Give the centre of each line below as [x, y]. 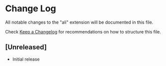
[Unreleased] [26, 47]
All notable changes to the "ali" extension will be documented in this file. [79, 22]
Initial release [26, 59]
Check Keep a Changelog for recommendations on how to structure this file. [83, 32]
